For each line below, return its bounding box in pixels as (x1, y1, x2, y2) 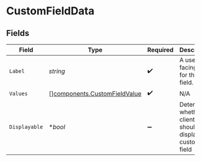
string (48, 67, 66, 75)
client (179, 116, 196, 123)
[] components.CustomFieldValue (48, 89, 142, 98)
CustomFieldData (6, 4, 95, 18)
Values (9, 90, 28, 97)
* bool (48, 123, 66, 131)
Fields (6, 28, 30, 38)
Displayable (9, 124, 44, 130)
